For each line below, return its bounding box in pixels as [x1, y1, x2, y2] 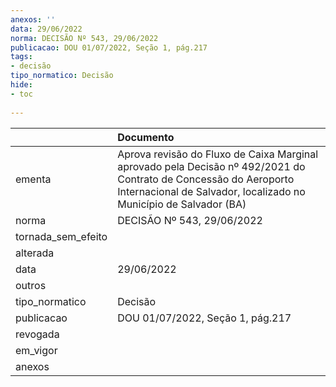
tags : [10, 52, 33, 62]
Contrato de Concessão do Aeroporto [117, 172, 295, 186]
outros [15, 278, 47, 292]
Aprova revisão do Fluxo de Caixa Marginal [117, 147, 319, 161]
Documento [117, 130, 175, 144]
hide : [10, 80, 33, 90]
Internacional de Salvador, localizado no [117, 184, 306, 198]
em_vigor [15, 343, 58, 357]
